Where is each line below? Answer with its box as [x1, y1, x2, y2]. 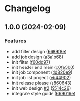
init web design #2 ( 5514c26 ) [11, 85, 71, 91]
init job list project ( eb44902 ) [11, 74, 71, 80]
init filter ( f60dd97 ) [11, 59, 50, 65]
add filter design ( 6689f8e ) [11, 48, 67, 54]
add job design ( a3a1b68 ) [11, 54, 63, 60]
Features [4, 37, 27, 44]
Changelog [4, 3, 51, 14]
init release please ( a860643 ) [11, 80, 72, 86]
